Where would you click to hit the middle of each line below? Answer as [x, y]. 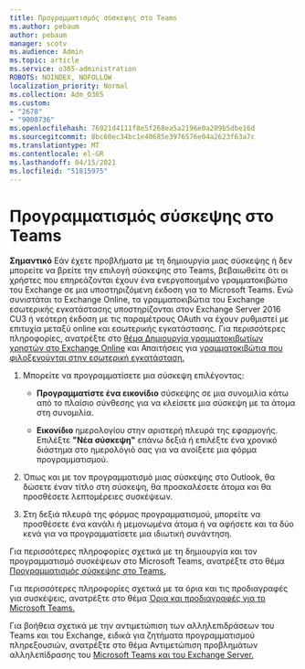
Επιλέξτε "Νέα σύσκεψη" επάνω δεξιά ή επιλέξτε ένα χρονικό [157, 441]
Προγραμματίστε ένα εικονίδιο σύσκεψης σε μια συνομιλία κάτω [163, 393]
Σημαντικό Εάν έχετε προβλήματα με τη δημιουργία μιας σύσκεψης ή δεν [151, 260]
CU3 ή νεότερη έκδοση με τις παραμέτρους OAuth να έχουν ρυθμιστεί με [149, 319]
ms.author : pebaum [44, 27]
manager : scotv [38, 43]
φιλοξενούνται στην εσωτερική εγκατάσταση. [97, 358]
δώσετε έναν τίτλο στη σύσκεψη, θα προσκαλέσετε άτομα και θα [147, 487]
